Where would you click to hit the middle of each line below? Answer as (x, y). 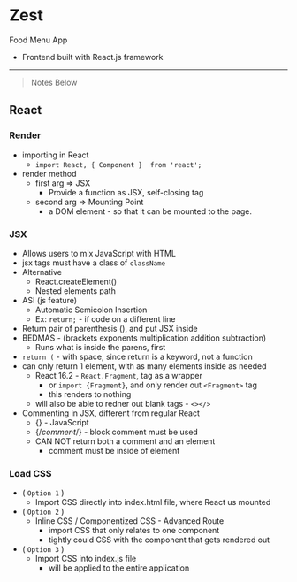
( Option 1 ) (43, 493)
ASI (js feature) (49, 300)
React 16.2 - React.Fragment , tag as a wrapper (119, 375)
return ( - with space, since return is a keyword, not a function (137, 356)
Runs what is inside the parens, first (100, 347)
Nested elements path (76, 291)
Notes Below (54, 82)
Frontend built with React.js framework (92, 57)
